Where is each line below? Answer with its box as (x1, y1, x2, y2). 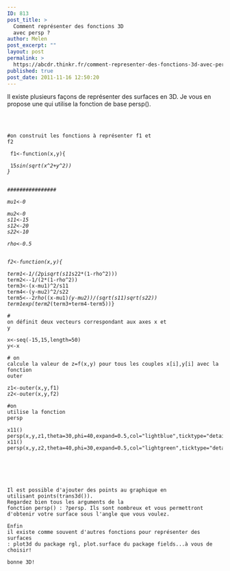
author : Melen (7, 36, 48, 43)
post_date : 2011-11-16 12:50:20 (7, 73, 99, 81)
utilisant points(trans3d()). (7, 493, 94, 500)
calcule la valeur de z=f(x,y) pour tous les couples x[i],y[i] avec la (7, 361, 219, 368)
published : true (7, 67, 53, 74)
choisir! (7, 547, 32, 554)
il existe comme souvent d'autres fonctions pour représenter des (7, 529, 201, 536)
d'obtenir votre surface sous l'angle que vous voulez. (7, 511, 170, 518)
